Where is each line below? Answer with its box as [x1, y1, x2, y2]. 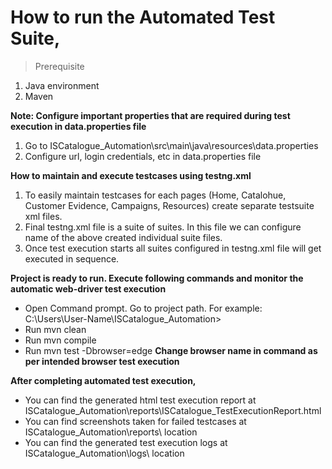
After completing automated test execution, [10, 374, 197, 386]
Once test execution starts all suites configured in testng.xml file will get [24, 242, 322, 254]
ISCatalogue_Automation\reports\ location [24, 426, 198, 438]
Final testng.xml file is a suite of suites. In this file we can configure [24, 221, 302, 233]
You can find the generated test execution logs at [24, 436, 228, 448]
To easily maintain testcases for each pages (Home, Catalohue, [24, 189, 287, 201]
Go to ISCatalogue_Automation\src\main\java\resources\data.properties [24, 139, 319, 151]
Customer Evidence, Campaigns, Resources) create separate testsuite [24, 199, 315, 211]
